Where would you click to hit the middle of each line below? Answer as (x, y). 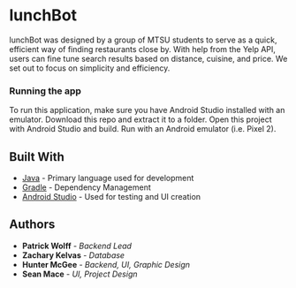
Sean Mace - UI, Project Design (80, 274)
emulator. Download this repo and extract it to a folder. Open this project (140, 119)
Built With (37, 157)
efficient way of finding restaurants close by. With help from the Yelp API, (143, 49)
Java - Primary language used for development (108, 178)
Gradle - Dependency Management (87, 187)
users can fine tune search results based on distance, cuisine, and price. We (148, 58)
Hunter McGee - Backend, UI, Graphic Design (106, 264)
